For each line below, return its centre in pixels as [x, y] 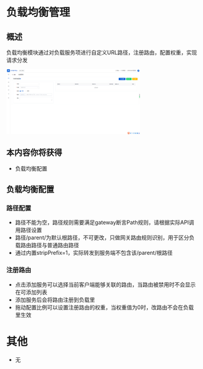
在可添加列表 [31, 292]
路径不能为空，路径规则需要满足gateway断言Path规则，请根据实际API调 [105, 223]
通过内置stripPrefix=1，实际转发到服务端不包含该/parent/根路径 [94, 253]
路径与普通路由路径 [55, 245]
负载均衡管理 [38, 12]
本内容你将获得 [34, 153]
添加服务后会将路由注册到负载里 [55, 300]
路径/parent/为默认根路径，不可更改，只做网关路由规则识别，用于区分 [102, 238]
